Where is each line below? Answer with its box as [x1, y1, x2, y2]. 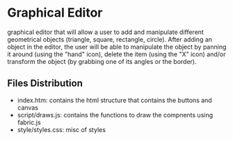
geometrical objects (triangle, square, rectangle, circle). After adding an [7, 35, 213, 43]
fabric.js [17, 118, 41, 126]
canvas [17, 103, 38, 112]
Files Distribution [7, 78, 83, 90]
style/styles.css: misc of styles [17, 125, 106, 133]
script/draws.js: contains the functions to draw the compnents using [17, 110, 214, 119]
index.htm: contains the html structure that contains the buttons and [17, 96, 212, 104]
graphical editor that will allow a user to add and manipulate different [7, 28, 204, 36]
